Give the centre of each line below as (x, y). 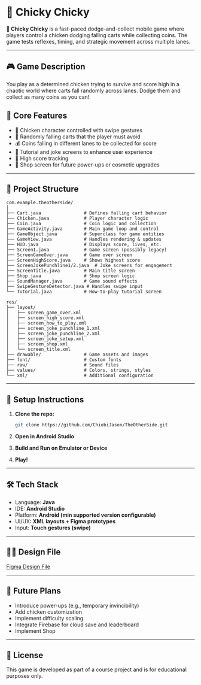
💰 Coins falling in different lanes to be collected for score (86, 143)
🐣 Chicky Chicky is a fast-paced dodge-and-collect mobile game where (95, 29)
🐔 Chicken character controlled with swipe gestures (78, 130)
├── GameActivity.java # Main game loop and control (83, 229)
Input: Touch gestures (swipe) (53, 528)
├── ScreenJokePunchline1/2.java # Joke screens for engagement (89, 266)
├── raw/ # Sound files (63, 365)
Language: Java (35, 502)
